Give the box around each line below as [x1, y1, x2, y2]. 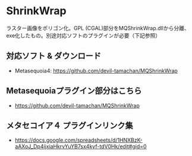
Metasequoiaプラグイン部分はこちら [6, 86, 142, 96]
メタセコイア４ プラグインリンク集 [6, 120, 133, 130]
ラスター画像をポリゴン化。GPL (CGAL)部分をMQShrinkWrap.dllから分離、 [6, 24, 190, 31]
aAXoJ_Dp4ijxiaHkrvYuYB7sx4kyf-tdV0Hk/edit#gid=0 [14, 143, 147, 150]
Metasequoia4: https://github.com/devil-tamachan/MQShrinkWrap [14, 67, 178, 74]
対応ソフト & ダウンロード [6, 51, 102, 61]
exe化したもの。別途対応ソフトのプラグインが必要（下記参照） [6, 31, 161, 39]
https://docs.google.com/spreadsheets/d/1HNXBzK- [14, 136, 143, 144]
